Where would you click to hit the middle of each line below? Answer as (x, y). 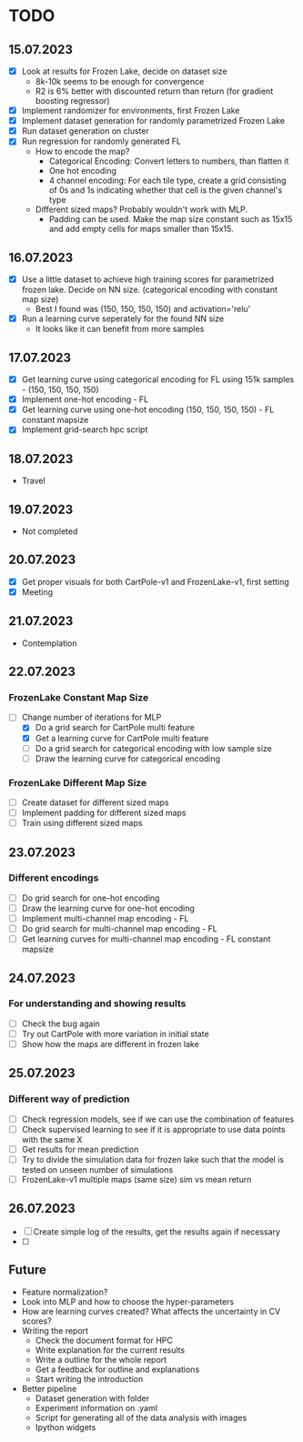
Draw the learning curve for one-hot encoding (108, 908)
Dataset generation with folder (92, 1398)
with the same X (52, 1139)
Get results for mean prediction (80, 1149)
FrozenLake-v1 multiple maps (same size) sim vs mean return (136, 1179)
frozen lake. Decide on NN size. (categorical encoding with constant (150, 290)
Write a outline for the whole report (101, 1359)
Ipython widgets (66, 1427)
